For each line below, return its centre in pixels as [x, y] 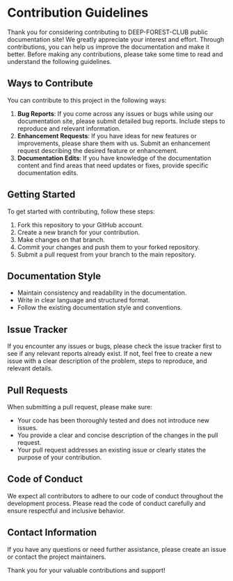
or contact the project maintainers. [57, 557]
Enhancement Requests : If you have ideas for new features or [107, 136]
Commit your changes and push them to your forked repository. [109, 247]
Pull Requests [38, 390]
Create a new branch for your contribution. [79, 232]
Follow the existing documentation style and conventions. [100, 308]
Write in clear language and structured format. [83, 300]
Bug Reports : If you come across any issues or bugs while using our [115, 113]
